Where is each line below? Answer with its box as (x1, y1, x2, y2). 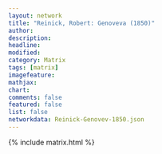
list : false (8, 109, 48, 116)
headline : (8, 41, 41, 49)
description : (8, 34, 52, 42)
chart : (8, 85, 30, 94)
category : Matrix (8, 57, 66, 65)
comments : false (8, 93, 62, 101)
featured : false (8, 101, 62, 109)
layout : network (8, 11, 62, 20)
